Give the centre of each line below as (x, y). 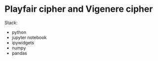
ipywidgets (23, 42)
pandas (19, 53)
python (19, 32)
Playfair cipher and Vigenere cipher (79, 9)
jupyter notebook (29, 37)
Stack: (11, 23)
